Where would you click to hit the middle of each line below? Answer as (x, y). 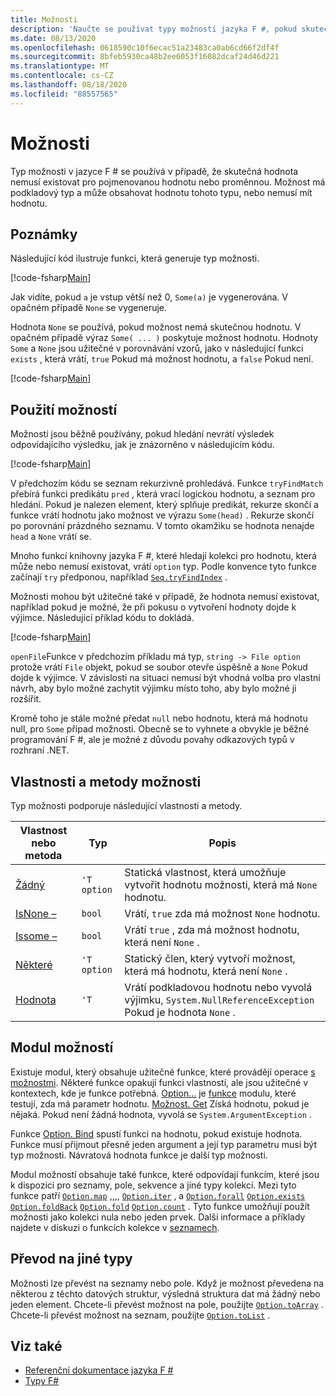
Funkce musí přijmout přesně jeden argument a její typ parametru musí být (163, 1144)
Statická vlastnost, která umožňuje (205, 872)
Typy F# (42, 1381)
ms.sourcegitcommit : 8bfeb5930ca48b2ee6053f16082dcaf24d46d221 (145, 57)
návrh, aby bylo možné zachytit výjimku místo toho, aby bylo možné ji (153, 688)
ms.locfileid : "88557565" (64, 94)
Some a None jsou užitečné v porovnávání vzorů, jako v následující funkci (157, 348)
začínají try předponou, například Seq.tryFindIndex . (119, 577)
